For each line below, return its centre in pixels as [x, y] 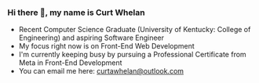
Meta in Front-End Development [70, 63]
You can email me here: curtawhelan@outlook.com [101, 71]
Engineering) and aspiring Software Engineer [91, 38]
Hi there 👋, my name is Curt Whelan [77, 13]
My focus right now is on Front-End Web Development [107, 46]
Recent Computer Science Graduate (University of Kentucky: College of [135, 30]
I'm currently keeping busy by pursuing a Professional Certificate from [132, 55]
